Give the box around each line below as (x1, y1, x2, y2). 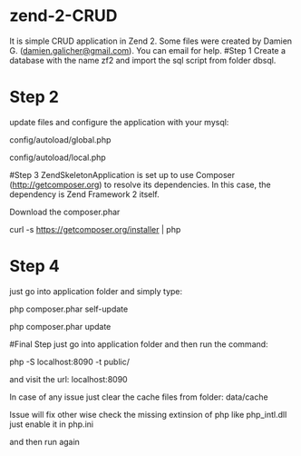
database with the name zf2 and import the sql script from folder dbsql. (9, 55, 277, 65)
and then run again (9, 436, 80, 447)
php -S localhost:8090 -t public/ (9, 356, 130, 367)
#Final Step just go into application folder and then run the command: (9, 338, 269, 350)
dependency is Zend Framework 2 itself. (9, 188, 160, 200)
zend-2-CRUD (9, 5, 118, 26)
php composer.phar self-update (9, 303, 129, 314)
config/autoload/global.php (9, 134, 112, 145)
